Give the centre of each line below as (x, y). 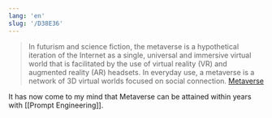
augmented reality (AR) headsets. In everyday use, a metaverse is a (141, 72)
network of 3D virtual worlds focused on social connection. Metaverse (146, 81)
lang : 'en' (27, 16)
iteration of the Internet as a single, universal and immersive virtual (140, 55)
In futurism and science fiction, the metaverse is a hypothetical (134, 46)
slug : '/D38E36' (36, 23)
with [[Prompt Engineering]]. (56, 105)
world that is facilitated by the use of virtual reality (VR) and (127, 63)
